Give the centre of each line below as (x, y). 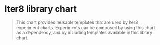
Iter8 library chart (41, 9)
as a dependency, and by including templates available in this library (84, 32)
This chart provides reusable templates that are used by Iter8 (77, 22)
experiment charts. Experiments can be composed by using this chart (86, 27)
